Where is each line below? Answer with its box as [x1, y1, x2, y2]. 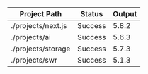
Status [80, 9, 103, 18]
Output [113, 9, 137, 18]
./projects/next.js [11, 21, 67, 30]
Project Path [19, 9, 62, 18]
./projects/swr [11, 56, 58, 65]
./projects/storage [11, 44, 71, 54]
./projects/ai [11, 32, 51, 42]
